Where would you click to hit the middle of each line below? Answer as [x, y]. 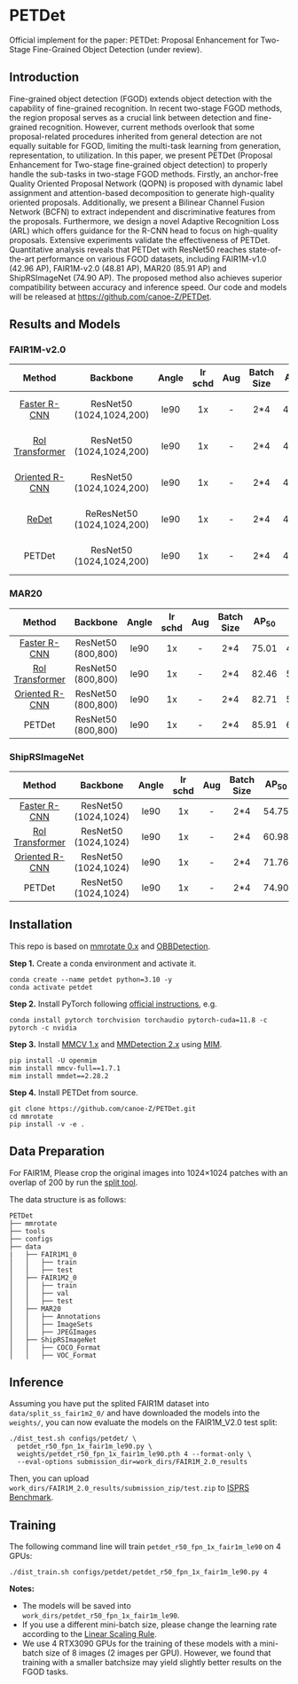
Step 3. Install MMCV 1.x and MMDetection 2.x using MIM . [116, 1044]
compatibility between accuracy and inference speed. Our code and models [148, 287]
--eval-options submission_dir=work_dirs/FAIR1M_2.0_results [133, 1462]
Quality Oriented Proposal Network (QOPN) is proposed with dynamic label [146, 184]
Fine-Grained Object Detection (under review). [117, 49]
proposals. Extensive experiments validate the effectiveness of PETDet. [140, 239]
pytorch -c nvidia [43, 1028]
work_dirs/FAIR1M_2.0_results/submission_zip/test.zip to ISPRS [129, 1488]
